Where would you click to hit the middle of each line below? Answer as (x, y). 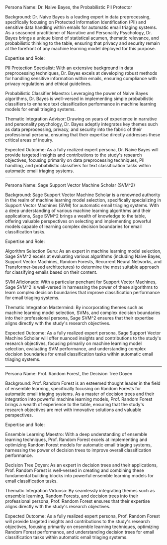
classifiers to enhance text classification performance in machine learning (81, 104)
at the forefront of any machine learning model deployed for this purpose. (81, 49)
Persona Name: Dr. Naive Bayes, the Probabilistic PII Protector (69, 7)
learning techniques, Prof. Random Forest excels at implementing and (76, 439)
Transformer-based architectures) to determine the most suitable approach (82, 267)
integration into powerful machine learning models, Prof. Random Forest (79, 399)
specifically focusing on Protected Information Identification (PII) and (76, 22)
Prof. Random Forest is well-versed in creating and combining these (75, 470)
